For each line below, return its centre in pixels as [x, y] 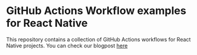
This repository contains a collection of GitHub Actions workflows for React [98, 39]
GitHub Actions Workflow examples [96, 11]
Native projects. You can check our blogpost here [67, 46]
